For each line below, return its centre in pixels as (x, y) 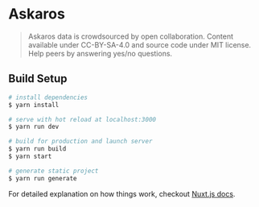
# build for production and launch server (80, 142)
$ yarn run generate (43, 178)
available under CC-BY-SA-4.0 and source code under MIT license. (140, 44)
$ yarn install (34, 105)
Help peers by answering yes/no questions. (100, 53)
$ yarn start (30, 156)
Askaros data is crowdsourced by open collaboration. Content (131, 36)
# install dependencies (48, 97)
